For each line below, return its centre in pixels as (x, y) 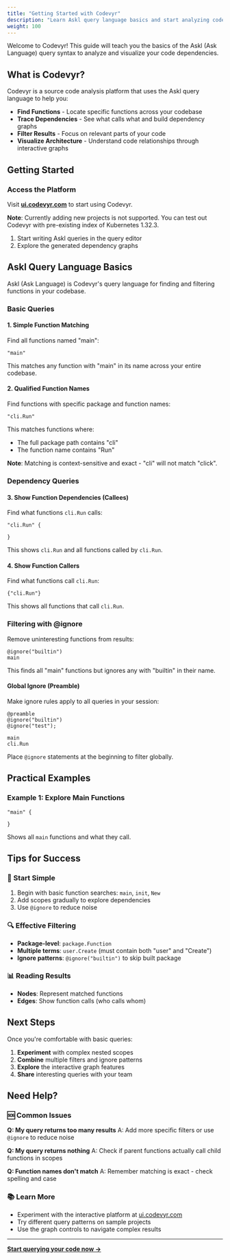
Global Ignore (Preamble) (43, 686)
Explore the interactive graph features (71, 1067)
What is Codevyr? (46, 75)
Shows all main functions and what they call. (69, 837)
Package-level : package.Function (64, 943)
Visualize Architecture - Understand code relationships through (108, 141)
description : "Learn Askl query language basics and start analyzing (108, 20)
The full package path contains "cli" (67, 443)
